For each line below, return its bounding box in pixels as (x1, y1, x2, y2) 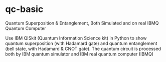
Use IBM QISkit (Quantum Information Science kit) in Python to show (5, 35, 147, 41)
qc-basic (5, 3, 44, 15)
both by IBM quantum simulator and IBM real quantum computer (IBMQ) (5, 51, 154, 57)
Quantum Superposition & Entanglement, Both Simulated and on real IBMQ (5, 20, 159, 26)
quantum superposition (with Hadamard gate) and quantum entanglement (5, 40, 157, 46)
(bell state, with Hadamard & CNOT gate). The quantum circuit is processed (5, 45, 161, 51)
